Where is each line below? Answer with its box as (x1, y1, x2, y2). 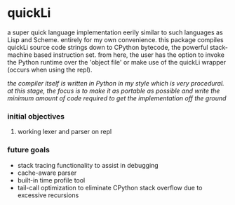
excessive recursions (17, 191, 79, 199)
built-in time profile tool (17, 176, 86, 184)
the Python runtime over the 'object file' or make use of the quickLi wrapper (7, 58, 227, 66)
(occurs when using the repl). (7, 65, 93, 74)
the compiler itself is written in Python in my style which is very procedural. (7, 79, 224, 87)
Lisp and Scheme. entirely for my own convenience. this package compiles (7, 35, 224, 44)
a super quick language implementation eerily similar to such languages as (7, 28, 223, 37)
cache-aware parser (17, 168, 77, 177)
